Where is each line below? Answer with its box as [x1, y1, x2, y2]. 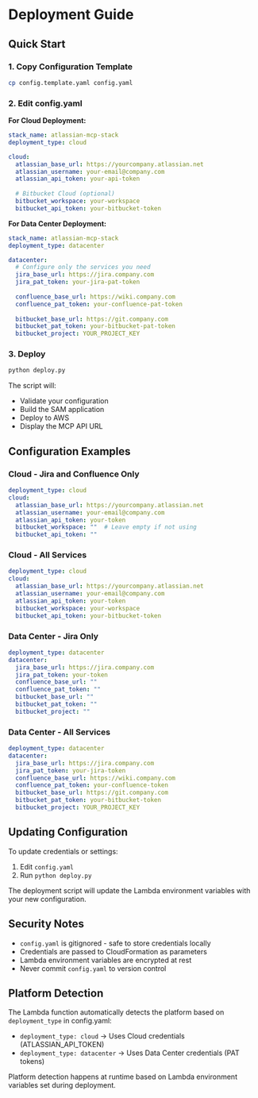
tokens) [19, 1057, 45, 1066]
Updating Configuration [8, 826, 129, 839]
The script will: [8, 381, 57, 391]
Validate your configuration [19, 396, 109, 406]
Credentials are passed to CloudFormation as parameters [19, 946, 208, 956]
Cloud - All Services [8, 549, 87, 561]
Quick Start [8, 37, 66, 51]
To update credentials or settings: [8, 846, 118, 856]
